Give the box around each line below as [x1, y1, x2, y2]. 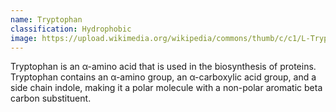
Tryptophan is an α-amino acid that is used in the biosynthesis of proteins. [10, 61, 317, 73]
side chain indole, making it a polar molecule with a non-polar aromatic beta [10, 82, 323, 94]
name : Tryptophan [10, 14, 83, 25]
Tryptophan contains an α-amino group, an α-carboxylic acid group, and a [10, 71, 317, 83]
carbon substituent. [10, 92, 92, 105]
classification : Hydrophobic [10, 24, 132, 34]
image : [10, 33, 38, 43]
